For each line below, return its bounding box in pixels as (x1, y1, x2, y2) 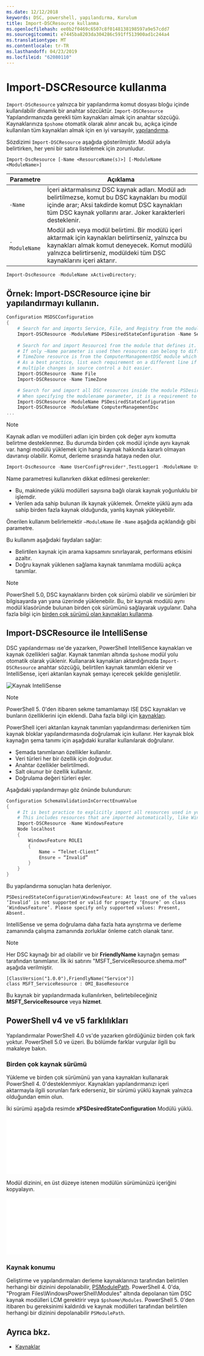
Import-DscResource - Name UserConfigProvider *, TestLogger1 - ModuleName (6, 464, 191, 470)
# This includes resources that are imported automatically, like (17, 815, 189, 821)
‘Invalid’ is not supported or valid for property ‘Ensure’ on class (6, 900, 186, 906)
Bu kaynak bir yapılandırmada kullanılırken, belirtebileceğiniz (6, 991, 158, 999)
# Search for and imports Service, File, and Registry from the (17, 326, 183, 332)
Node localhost (17, 826, 56, 833)
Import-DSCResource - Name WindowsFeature (17, 820, 123, 827)
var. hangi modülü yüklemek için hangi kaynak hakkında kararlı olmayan (6, 446, 186, 453)
